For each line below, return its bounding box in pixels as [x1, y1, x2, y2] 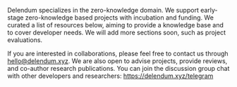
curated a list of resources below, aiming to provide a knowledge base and [7, 21, 224, 29]
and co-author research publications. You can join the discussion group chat [7, 65, 230, 72]
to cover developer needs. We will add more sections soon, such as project [7, 28, 226, 36]
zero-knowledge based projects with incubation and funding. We [25, 13, 214, 22]
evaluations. [7, 36, 43, 44]
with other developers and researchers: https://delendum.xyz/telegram [7, 72, 214, 80]
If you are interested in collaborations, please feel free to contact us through [7, 49, 229, 58]
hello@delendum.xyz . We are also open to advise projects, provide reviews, [7, 57, 228, 65]
